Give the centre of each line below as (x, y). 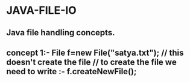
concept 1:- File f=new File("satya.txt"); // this (95, 52)
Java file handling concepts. (61, 33)
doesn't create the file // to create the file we (91, 62)
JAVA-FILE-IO (41, 10)
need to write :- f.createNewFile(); (71, 72)
